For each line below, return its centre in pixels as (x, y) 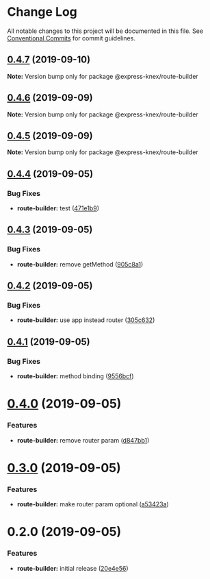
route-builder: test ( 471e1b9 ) (58, 208)
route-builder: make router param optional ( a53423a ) (93, 504)
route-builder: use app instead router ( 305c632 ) (86, 320)
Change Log (42, 12)
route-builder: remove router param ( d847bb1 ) (83, 440)
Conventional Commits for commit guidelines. (71, 38)
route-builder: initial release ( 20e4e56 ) (73, 568)
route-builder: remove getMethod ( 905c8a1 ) (80, 264)
